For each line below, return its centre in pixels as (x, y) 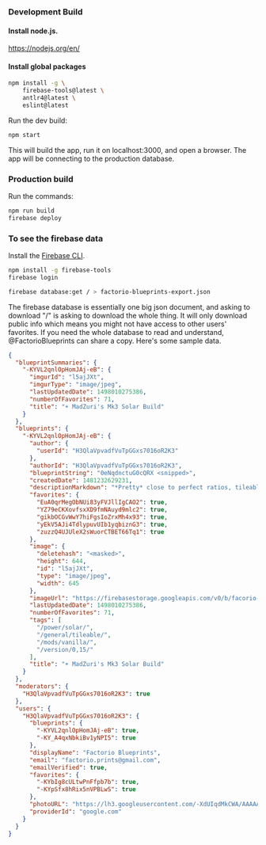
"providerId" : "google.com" (76, 811)
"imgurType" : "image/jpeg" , (76, 385)
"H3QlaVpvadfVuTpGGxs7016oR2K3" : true (86, 694)
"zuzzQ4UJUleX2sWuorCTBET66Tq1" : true (101, 532)
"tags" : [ (45, 620)
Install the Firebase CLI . (47, 256)
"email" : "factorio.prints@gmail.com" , (95, 760)
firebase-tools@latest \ (63, 91)
